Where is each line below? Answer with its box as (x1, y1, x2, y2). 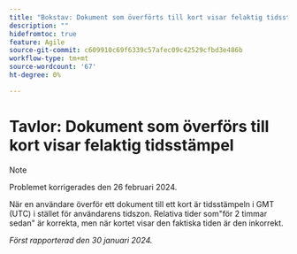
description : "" (9, 21, 69, 30)
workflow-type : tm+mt (9, 54, 89, 63)
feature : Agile (9, 37, 65, 47)
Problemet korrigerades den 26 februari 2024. (9, 181, 178, 192)
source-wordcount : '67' (9, 63, 97, 72)
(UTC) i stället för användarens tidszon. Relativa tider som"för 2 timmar (9, 208, 268, 219)
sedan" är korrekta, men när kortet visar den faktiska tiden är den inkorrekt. (9, 218, 285, 228)
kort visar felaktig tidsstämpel (9, 135, 234, 155)
